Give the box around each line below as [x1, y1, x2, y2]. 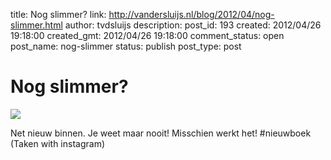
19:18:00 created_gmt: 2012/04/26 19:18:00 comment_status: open [10, 30, 285, 41]
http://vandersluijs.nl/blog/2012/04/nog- [108, 9, 275, 20]
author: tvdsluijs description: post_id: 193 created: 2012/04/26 [64, 19, 322, 31]
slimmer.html [10, 19, 63, 31]
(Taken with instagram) [10, 137, 106, 149]
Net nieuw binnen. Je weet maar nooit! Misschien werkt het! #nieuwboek [10, 127, 312, 139]
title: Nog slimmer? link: [10, 9, 107, 20]
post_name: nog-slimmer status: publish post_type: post [10, 40, 242, 52]
